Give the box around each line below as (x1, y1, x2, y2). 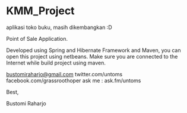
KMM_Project (6, 4, 75, 18)
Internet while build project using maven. (6, 59, 106, 66)
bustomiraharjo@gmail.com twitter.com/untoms (6, 70, 123, 78)
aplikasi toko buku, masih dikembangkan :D (6, 24, 112, 31)
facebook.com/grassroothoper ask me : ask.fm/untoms (6, 77, 141, 84)
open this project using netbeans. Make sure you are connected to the (6, 53, 178, 60)
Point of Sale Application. (6, 35, 68, 42)
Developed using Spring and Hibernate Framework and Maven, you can (6, 46, 181, 54)
